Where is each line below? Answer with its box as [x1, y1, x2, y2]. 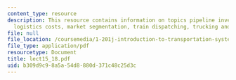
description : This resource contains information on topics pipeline [7, 17, 216, 24]
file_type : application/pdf [7, 42, 90, 49]
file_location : [7, 36, 52, 43]
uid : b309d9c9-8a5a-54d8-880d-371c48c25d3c [7, 62, 137, 69]
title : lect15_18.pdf [7, 56, 71, 63]
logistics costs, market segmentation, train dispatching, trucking [13, 23, 218, 30]
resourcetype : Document [7, 49, 77, 56]
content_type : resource [7, 10, 77, 17]
